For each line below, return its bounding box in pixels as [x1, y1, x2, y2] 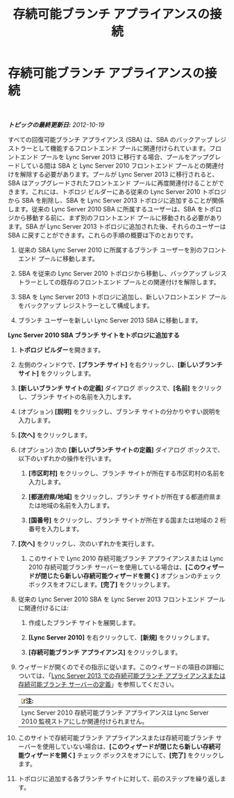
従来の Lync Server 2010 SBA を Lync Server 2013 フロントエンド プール [17, 595, 226, 603]
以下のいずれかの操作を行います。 [17, 454, 115, 462]
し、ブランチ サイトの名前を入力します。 [17, 392, 135, 400]
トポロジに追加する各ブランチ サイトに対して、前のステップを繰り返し [17, 774, 221, 783]
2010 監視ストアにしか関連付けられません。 [21, 717, 149, 725]
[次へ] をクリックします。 [17, 430, 91, 439]
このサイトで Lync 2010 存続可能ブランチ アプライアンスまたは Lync [28, 554, 224, 562]
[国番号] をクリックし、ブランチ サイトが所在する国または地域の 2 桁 [28, 516, 226, 524]
